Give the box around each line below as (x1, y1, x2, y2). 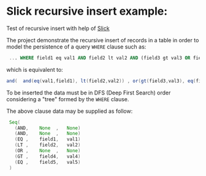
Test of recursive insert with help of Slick (6, 25, 110, 32)
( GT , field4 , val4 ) (14, 153, 81, 159)
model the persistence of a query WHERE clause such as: (6, 43, 147, 50)
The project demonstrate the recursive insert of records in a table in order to (6, 36, 199, 44)
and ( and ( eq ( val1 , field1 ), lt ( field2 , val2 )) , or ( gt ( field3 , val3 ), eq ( (6, 78, 196, 84)
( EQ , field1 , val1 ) (14, 136, 81, 142)
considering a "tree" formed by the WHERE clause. (6, 95, 129, 102)
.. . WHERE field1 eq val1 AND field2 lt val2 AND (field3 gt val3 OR (9, 55, 191, 61)
